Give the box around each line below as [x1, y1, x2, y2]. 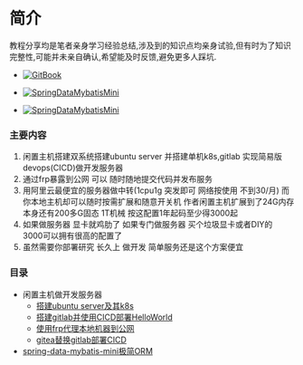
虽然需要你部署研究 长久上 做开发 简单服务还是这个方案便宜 [22, 242, 244, 253]
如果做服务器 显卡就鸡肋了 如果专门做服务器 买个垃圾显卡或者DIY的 [22, 219, 273, 230]
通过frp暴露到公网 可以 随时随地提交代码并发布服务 [22, 174, 213, 185]
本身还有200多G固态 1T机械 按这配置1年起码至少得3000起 [22, 207, 238, 218]
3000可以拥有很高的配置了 [22, 230, 122, 241]
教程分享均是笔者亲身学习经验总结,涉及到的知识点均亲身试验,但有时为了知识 [9, 40, 292, 51]
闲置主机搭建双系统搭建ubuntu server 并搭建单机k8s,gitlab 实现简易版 [22, 151, 283, 162]
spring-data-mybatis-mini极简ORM [22, 345, 154, 356]
